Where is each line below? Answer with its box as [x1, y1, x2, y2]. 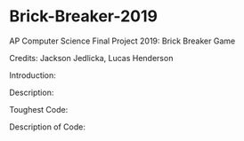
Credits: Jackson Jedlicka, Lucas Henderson [9, 52, 174, 63]
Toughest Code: [9, 104, 69, 114]
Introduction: [9, 69, 56, 81]
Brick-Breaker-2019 [9, 6, 159, 27]
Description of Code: [9, 121, 86, 132]
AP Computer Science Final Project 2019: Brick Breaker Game [9, 35, 236, 46]
